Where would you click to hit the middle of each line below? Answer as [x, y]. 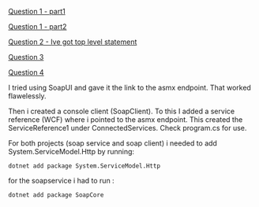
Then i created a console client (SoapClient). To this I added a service [122, 111]
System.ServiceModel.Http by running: [71, 152]
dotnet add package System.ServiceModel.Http [84, 166]
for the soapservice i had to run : [61, 181]
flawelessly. [27, 96]
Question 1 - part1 [37, 11]
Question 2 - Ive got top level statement [73, 42]
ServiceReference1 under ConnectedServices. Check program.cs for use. [128, 128]
